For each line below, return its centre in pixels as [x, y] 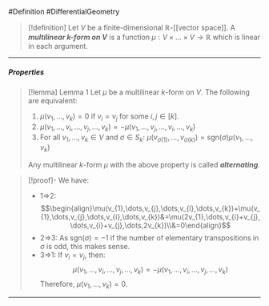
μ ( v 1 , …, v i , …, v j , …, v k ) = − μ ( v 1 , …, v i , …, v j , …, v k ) [150, 270]
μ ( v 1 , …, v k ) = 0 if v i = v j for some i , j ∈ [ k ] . [109, 117]
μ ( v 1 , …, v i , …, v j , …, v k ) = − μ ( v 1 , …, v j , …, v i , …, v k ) [118, 127]
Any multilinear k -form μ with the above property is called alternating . [144, 165]
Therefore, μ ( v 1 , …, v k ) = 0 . [84, 285]
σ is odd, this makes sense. [85, 247]
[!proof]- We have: [58, 180]
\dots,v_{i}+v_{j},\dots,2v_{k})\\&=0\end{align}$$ [151, 225]
